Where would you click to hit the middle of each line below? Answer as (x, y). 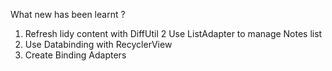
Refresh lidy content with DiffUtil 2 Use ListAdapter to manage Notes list (173, 33)
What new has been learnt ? (68, 14)
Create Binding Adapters (75, 55)
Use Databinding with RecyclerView (98, 44)
